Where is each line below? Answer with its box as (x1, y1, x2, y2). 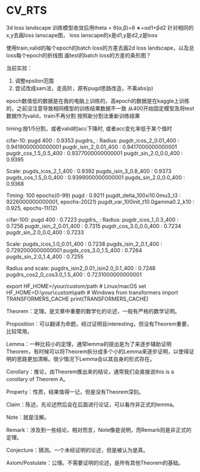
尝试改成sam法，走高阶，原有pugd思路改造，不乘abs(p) (14, 84, 153, 91)
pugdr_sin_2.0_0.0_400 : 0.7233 (6, 228, 84, 236)
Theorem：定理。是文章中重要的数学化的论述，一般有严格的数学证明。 (6, 307, 180, 314)
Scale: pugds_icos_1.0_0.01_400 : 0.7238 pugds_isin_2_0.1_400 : (6, 240, 162, 247)
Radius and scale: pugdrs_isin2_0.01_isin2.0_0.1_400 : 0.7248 (6, 264, 156, 272)
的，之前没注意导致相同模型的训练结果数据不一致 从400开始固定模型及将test (6, 105, 195, 112)
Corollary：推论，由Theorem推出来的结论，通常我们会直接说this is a (6, 368, 174, 375)
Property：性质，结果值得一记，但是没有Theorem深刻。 (6, 388, 144, 395)
